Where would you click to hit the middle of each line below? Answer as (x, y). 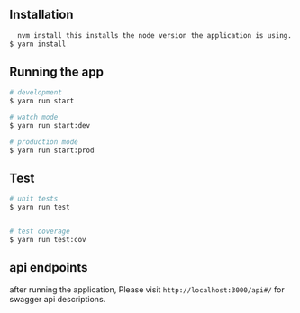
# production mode (44, 142)
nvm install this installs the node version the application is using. (155, 35)
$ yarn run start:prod (52, 150)
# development (36, 93)
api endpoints (49, 268)
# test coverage (40, 232)
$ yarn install (38, 44)
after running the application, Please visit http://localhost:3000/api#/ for (147, 289)
